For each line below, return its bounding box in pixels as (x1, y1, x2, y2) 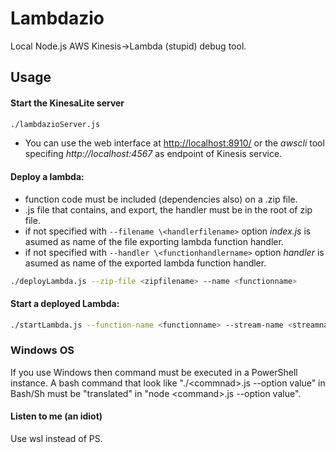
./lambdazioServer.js (10, 119, 101, 129)
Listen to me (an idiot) (10, 410, 103, 422)
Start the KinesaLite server (10, 97, 125, 109)
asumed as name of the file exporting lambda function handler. (24, 235, 284, 247)
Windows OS (10, 343, 75, 357)
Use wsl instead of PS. (10, 433, 103, 445)
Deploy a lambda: (10, 171, 85, 182)
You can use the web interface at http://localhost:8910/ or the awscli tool (24, 137, 325, 149)
